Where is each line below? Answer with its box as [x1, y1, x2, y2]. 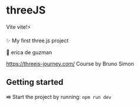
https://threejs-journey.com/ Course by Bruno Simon [6, 60, 134, 67]
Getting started [6, 77, 64, 87]
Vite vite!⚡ [6, 23, 31, 30]
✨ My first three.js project [6, 37, 69, 44]
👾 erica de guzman [6, 48, 52, 56]
